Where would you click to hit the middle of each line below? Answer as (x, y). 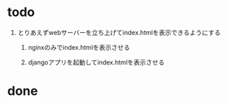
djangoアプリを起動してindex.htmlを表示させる (96, 62)
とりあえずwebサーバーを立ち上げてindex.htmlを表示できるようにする (119, 32)
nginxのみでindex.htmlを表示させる (79, 47)
